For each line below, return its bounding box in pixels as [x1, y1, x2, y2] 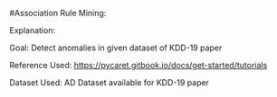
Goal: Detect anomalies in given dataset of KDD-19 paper [9, 42, 223, 53]
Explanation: [9, 25, 56, 35]
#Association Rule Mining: [9, 8, 107, 18]
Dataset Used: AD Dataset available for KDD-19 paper [9, 77, 210, 88]
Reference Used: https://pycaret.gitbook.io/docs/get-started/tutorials [9, 60, 268, 70]
